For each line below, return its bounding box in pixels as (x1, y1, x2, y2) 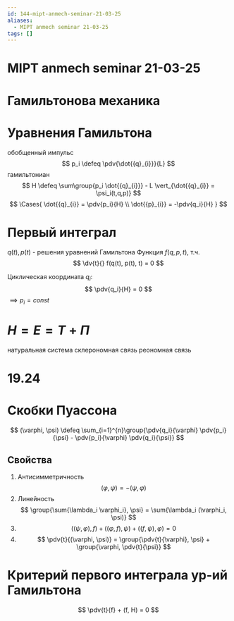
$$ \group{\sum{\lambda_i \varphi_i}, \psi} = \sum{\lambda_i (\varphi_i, (20, 505, 227, 514)
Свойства (7, 454, 53, 466)
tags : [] (7, 30, 33, 37)
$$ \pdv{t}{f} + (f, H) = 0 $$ (78, 605, 159, 614)
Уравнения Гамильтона (7, 125, 153, 141)
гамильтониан (7, 170, 50, 178)
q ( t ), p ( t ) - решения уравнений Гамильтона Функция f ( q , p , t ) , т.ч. (7, 247, 200, 256)
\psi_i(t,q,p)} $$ (95, 188, 142, 197)
